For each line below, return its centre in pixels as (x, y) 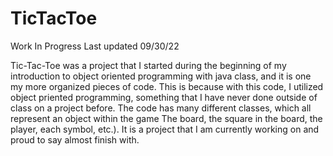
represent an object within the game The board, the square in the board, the (166, 118)
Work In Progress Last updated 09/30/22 (95, 46)
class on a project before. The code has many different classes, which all (161, 108)
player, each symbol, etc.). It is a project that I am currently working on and (165, 129)
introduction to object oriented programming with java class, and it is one (161, 76)
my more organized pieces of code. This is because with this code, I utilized (167, 86)
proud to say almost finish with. (75, 139)
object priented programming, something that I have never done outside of (164, 97)
